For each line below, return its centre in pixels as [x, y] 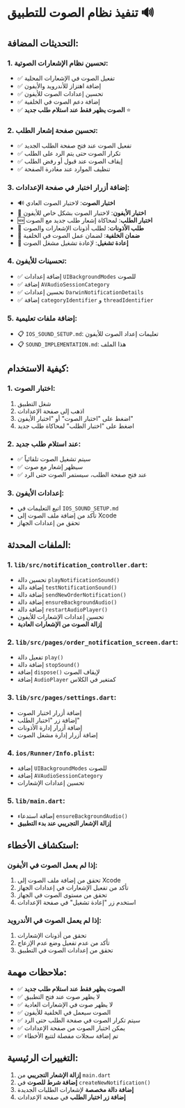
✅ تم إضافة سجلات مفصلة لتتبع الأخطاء [68, 1036]
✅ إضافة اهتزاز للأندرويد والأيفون [59, 86]
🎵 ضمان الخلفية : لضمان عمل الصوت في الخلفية [79, 236]
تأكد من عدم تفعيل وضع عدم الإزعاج [63, 943]
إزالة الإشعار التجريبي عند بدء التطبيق [64, 824]
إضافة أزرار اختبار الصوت [49, 712]
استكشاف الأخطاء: [43, 845]
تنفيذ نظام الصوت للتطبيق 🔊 [81, 13]
